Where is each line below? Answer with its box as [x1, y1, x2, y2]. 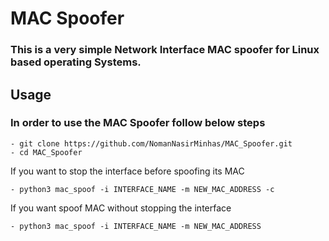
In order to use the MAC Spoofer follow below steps [10, 116, 266, 130]
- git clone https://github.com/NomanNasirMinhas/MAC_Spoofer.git [10, 138, 293, 149]
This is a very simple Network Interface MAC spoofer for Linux [10, 43, 320, 57]
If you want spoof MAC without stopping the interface [10, 202, 232, 214]
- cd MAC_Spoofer [10, 147, 83, 157]
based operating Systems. [10, 55, 142, 69]
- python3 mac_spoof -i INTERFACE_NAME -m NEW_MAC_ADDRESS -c [10, 184, 275, 194]
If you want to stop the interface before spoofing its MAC [10, 165, 245, 177]
